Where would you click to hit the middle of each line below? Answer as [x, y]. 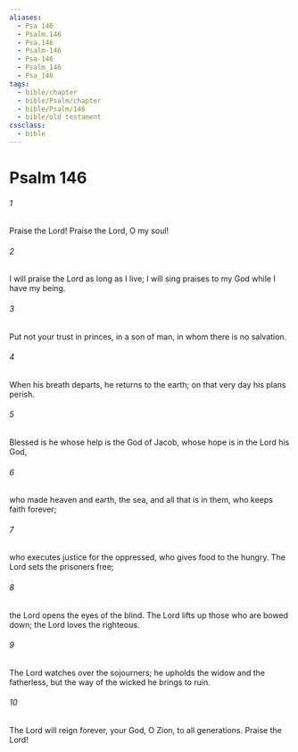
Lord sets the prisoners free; [62, 567]
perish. [22, 394]
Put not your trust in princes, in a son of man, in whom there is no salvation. [148, 337]
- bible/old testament [59, 117]
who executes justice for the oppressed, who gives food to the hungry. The [147, 557]
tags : [19, 84]
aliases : [25, 17]
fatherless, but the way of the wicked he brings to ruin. [110, 682]
